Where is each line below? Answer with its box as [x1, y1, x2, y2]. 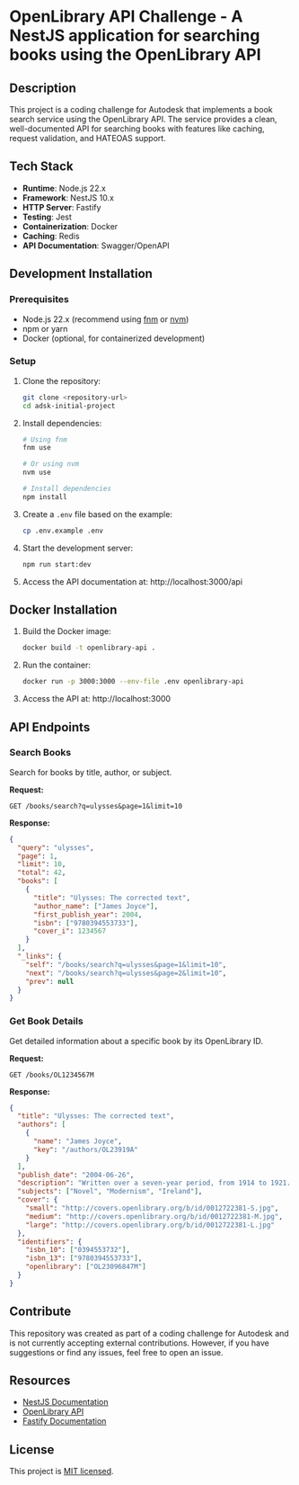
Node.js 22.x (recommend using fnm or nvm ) [22, 313, 189, 325]
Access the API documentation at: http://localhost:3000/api [22, 576, 243, 586]
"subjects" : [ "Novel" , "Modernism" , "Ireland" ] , [17, 1187, 203, 1196]
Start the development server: [22, 542, 134, 553]
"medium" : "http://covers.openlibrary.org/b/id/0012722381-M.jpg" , [25, 1212, 283, 1221]
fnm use [22, 443, 51, 452]
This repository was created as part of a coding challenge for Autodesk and [9, 1328, 289, 1338]
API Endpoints [9, 720, 91, 735]
